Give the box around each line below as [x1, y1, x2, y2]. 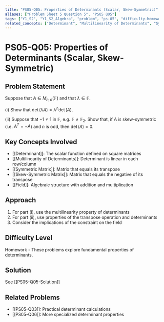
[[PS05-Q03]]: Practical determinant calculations [12, 306, 111, 312]
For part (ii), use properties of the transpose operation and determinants [12, 214, 158, 220]
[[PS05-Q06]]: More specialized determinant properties [12, 312, 124, 318]
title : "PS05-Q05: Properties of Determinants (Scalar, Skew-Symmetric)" [5, 7, 159, 12]
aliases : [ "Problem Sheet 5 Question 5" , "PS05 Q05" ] [5, 12, 117, 17]
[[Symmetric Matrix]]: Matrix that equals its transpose [12, 166, 120, 172]
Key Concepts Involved [5, 138, 77, 146]
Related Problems [5, 293, 60, 301]
